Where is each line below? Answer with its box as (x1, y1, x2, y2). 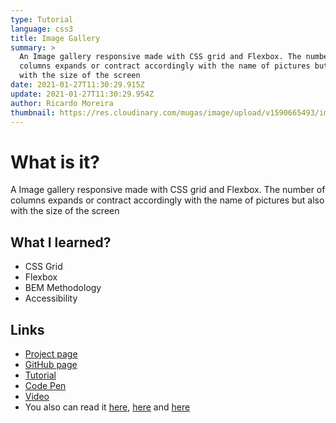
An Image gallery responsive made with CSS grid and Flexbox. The (19, 52, 302, 62)
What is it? (10, 151, 101, 173)
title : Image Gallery (10, 33, 101, 43)
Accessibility (24, 292, 78, 305)
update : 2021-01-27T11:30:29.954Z (10, 89, 155, 99)
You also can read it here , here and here (24, 401, 191, 413)
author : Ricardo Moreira (10, 98, 114, 108)
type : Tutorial (10, 14, 74, 25)
